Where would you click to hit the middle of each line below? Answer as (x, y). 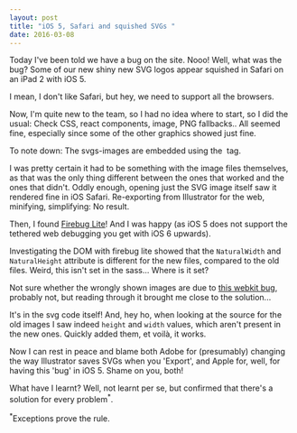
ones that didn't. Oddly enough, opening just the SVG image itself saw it (143, 188)
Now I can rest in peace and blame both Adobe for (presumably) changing (148, 352)
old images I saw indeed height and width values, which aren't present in (145, 325)
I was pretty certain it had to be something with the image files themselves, (149, 169)
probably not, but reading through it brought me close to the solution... (140, 298)
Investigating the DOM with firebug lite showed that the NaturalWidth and (145, 251)
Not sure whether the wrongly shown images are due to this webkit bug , (144, 288)
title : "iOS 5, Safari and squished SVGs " (93, 26)
